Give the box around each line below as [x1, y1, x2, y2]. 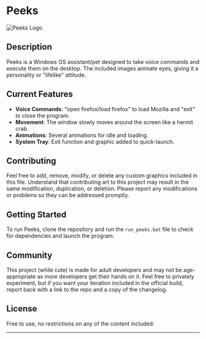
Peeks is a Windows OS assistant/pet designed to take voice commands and [6, 58, 200, 65]
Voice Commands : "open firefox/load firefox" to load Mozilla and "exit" [15, 105, 196, 112]
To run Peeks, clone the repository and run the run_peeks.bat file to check [6, 225, 194, 233]
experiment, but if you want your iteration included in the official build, [6, 279, 184, 286]
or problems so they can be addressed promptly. [6, 192, 130, 199]
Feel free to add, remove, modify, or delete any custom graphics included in [6, 172, 198, 179]
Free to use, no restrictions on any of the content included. [6, 320, 154, 327]
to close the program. [15, 112, 70, 119]
